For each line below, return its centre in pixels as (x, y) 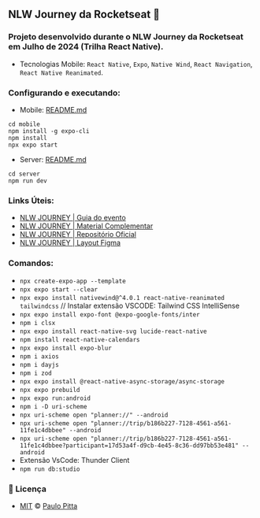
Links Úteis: (32, 200)
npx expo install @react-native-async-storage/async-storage (122, 381)
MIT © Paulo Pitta (48, 505)
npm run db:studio (50, 469)
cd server (24, 174)
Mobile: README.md (53, 109)
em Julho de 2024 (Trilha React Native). (86, 46)
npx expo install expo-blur (65, 348)
